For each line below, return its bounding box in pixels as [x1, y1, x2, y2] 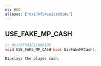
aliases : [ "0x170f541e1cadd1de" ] [5, 12, 73, 17]
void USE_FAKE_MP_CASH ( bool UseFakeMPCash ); [5, 47, 97, 52]
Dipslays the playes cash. [5, 56, 60, 61]
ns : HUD [5, 7, 21, 12]
